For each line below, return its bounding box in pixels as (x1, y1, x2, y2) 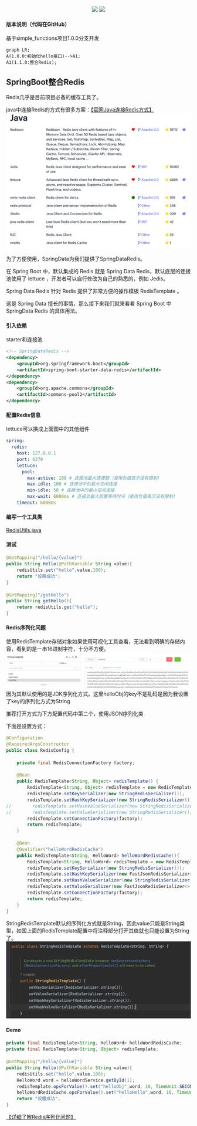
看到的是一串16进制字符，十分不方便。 (16, 645, 110, 653)
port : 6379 (16, 456, 43, 462)
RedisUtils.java (6, 527, 42, 534)
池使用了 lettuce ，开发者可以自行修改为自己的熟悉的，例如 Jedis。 (6, 275, 169, 282)
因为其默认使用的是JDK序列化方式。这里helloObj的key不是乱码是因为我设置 (6, 690, 189, 697)
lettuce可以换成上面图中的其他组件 (6, 425, 90, 433)
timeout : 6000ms (16, 500, 57, 506)
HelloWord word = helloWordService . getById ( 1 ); (16, 1077, 135, 1083)
